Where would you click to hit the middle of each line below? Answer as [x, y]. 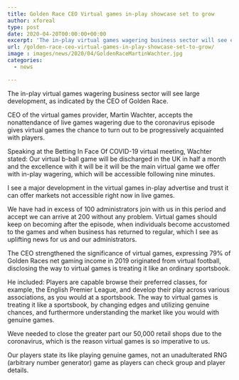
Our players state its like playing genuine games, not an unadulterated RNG [117, 355]
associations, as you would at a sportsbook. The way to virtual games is [113, 297]
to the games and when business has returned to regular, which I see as [113, 231]
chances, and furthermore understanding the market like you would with [113, 312]
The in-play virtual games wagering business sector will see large [104, 93]
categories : [25, 60]
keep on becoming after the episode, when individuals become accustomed [118, 224]
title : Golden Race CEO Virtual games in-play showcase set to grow [111, 14]
